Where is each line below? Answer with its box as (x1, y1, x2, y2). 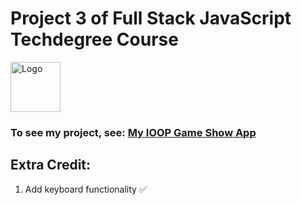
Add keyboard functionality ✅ (24, 183, 147, 195)
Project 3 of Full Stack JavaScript (10, 7, 292, 30)
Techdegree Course (10, 28, 179, 51)
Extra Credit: (10, 157, 92, 174)
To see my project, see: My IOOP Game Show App (10, 125, 257, 139)
